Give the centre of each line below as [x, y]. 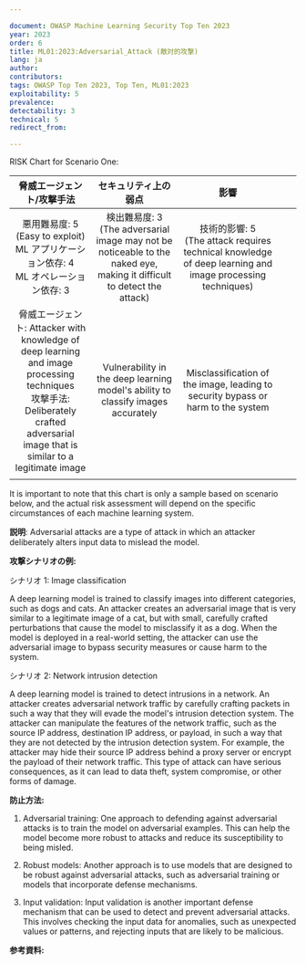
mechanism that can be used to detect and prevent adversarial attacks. [156, 912]
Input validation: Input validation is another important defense [138, 902]
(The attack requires [228, 241]
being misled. [48, 848]
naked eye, [134, 264]
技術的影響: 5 [228, 229]
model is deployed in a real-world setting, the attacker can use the [134, 638]
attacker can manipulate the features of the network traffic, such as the [143, 723]
